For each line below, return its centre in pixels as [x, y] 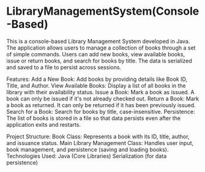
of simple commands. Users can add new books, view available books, [96, 54]
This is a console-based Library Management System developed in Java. [98, 41]
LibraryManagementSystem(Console [103, 11]
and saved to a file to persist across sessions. [64, 67]
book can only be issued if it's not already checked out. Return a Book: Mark [103, 99]
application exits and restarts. [44, 124]
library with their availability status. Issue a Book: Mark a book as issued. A [100, 92]
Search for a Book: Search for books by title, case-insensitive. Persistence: [101, 111]
